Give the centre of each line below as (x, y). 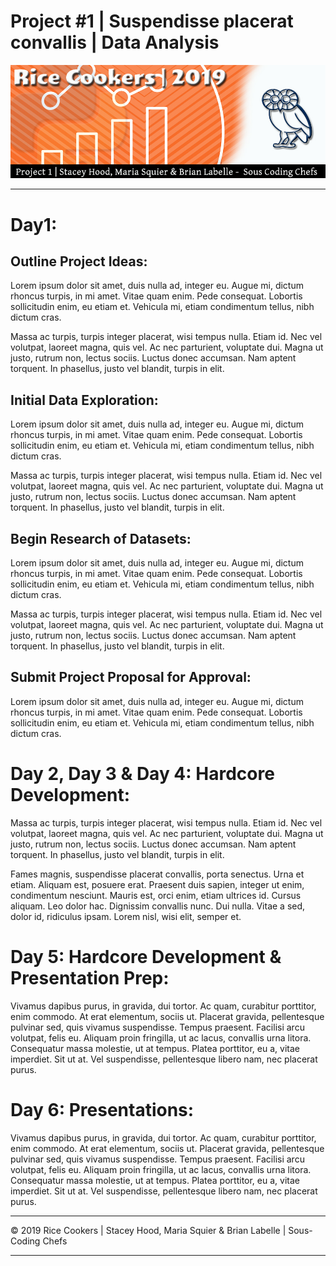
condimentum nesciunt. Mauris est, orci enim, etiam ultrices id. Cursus (156, 895)
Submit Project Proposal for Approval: (131, 677)
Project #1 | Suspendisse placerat (152, 21)
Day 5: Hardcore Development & (146, 956)
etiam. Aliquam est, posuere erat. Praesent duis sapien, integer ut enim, (157, 884)
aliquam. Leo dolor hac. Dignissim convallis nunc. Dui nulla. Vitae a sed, (158, 906)
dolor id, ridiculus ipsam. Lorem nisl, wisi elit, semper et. (126, 916)
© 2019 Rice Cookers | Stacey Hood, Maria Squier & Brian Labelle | (148, 1230)
